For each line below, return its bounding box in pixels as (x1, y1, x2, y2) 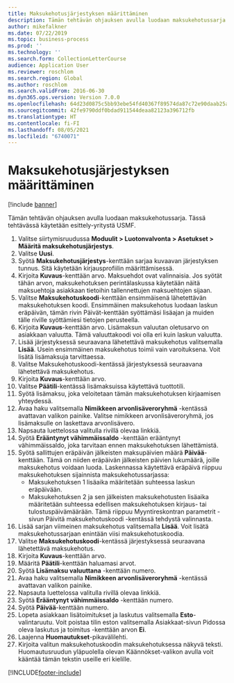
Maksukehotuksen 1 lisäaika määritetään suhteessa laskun (28, 478, 195, 487)
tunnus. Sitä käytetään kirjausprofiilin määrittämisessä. (17, 264, 174, 273)
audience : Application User (8, 62, 90, 69)
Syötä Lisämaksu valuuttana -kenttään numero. (17, 566, 156, 575)
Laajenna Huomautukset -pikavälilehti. (17, 633, 128, 641)
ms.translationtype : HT (8, 113, 77, 120)
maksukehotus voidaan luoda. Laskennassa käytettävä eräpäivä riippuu (17, 463, 222, 472)
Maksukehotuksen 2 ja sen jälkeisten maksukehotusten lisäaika (28, 493, 209, 501)
